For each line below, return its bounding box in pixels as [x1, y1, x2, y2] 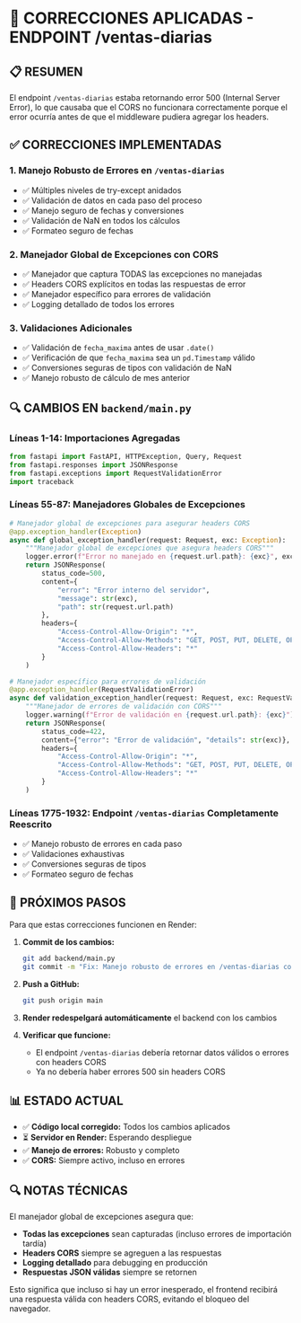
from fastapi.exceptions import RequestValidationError [9, 469, 222, 478]
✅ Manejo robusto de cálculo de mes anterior [21, 373, 191, 384]
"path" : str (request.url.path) [56, 602, 175, 612]
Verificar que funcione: [21, 1029, 111, 1040]
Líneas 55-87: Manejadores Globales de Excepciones [9, 498, 246, 511]
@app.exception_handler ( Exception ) [9, 527, 142, 536]
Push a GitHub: [21, 978, 81, 989]
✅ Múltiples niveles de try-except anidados [21, 184, 182, 196]
